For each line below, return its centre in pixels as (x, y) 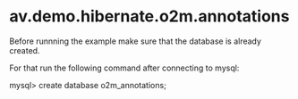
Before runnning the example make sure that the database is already (136, 41)
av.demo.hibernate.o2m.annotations (149, 16)
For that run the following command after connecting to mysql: (124, 68)
